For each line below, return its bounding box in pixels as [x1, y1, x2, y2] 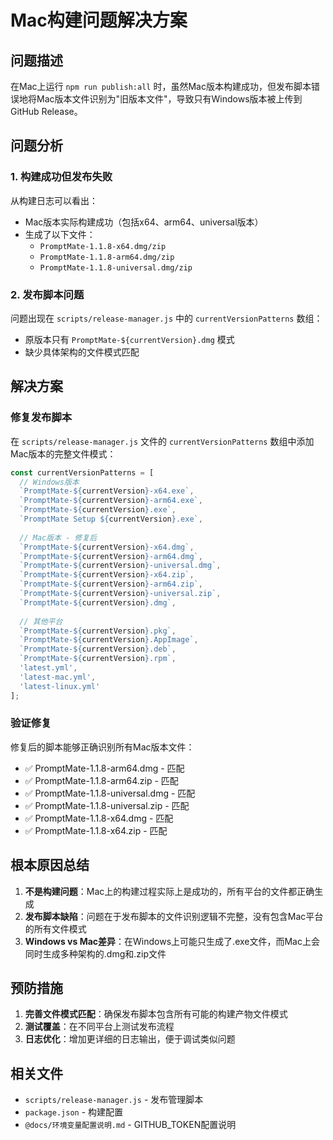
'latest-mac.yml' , [19, 672, 97, 682]
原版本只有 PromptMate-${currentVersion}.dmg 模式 [24, 333, 235, 345]
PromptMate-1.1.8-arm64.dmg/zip [39, 252, 175, 262]
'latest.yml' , [19, 663, 78, 673]
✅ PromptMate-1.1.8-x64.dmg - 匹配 [24, 812, 174, 824]
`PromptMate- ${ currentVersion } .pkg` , [19, 626, 177, 636]
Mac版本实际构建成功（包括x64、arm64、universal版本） [24, 216, 264, 228]
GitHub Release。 [10, 106, 83, 117]
